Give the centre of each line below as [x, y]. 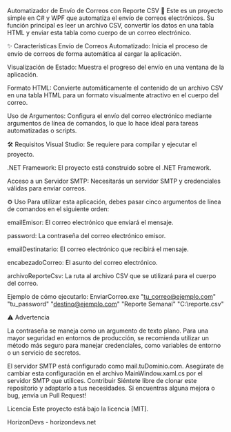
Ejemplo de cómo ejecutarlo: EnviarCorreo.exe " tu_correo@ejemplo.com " [111, 296]
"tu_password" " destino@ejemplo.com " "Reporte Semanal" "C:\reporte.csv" [115, 304]
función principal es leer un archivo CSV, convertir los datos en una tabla [111, 25]
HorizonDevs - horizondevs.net [52, 422]
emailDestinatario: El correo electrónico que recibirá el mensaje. [98, 249]
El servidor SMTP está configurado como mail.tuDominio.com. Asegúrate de [115, 366]
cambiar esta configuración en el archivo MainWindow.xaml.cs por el [105, 373]
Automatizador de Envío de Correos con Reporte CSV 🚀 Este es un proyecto [115, 11]
